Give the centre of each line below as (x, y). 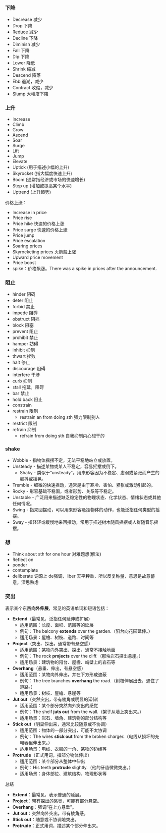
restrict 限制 (25, 423)
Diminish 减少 (26, 44)
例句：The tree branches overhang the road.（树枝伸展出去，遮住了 (89, 680)
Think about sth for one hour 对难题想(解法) (57, 554)
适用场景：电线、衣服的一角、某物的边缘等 (63, 749)
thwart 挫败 (24, 356)
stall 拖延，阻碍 (28, 387)
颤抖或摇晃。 (33, 479)
